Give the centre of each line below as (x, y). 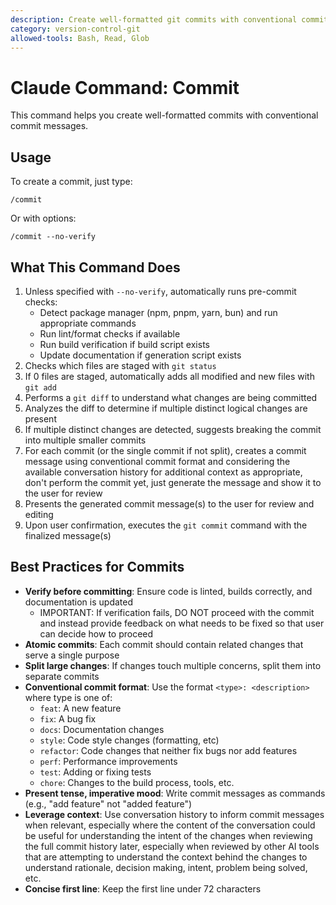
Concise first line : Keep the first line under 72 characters (143, 888)
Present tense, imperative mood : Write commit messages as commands (175, 793)
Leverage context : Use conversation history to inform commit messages (174, 814)
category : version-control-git (75, 29)
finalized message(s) (68, 535)
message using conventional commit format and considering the (157, 461)
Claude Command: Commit (125, 87)
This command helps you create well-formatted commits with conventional (164, 115)
